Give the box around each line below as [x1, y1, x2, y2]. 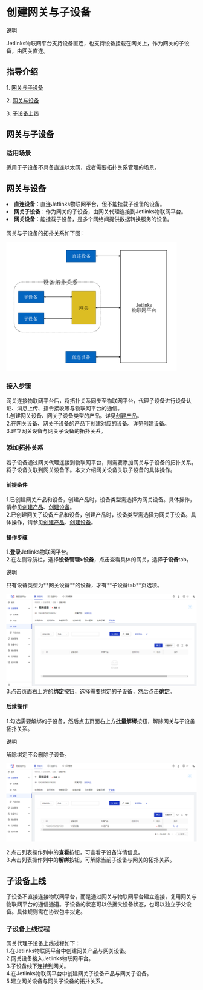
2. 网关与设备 [6, 96, 39, 104]
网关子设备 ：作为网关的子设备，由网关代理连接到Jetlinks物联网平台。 [14, 208, 187, 215]
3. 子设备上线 [6, 110, 39, 117]
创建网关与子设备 [6, 5, 92, 19]
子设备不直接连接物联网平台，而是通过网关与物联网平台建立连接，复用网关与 [6, 893, 197, 900]
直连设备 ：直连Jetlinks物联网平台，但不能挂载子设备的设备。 [14, 201, 166, 208]
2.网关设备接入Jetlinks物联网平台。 [6, 955, 94, 962]
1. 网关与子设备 [6, 84, 43, 91]
